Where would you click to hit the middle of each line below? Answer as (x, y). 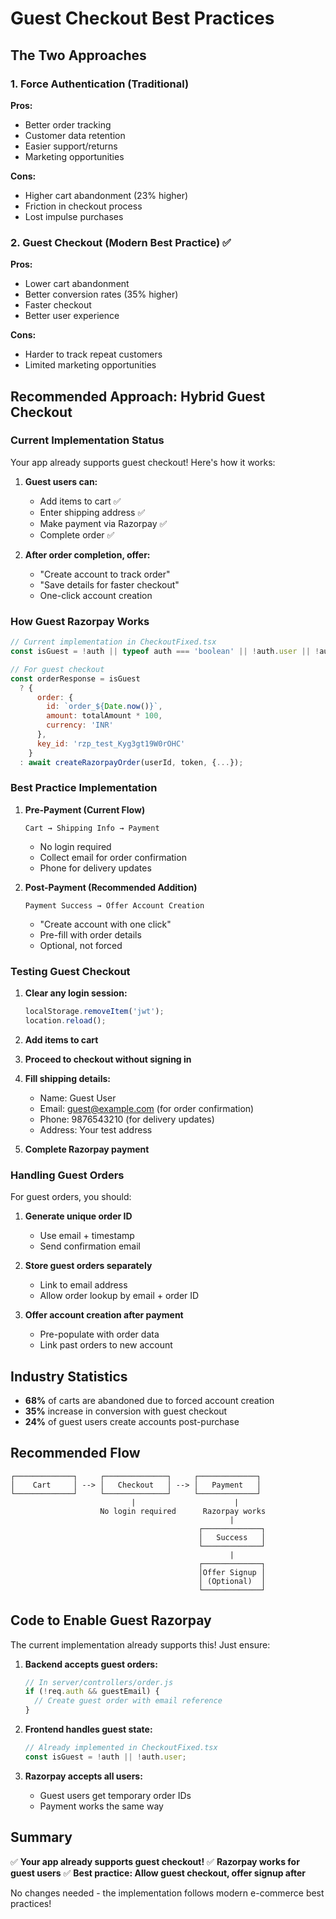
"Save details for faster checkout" (109, 584)
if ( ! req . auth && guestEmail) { (92, 1692)
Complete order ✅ (77, 534)
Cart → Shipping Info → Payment (92, 828)
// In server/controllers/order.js (99, 1682)
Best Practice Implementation (84, 788)
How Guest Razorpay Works (80, 621)
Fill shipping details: (67, 1078)
